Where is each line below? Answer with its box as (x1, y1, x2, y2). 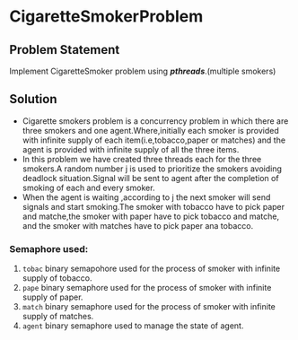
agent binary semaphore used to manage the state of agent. (22, 320, 244, 331)
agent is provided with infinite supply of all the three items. (22, 144, 240, 154)
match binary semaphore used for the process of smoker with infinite (22, 301, 276, 312)
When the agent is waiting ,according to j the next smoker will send (22, 191, 271, 203)
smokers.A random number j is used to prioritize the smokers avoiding (22, 163, 283, 174)
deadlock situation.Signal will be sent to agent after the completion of (22, 172, 280, 183)
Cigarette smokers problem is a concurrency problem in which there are (22, 115, 289, 126)
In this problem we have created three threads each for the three (22, 153, 262, 164)
